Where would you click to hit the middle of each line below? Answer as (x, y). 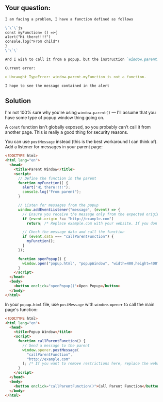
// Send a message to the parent (56, 345)
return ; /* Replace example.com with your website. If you (88, 223)
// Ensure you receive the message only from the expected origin (91, 214)
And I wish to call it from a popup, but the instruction (65, 59)
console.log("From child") (32, 42)
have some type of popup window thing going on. (55, 118)
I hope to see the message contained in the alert (57, 86)
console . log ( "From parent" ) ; (52, 192)
